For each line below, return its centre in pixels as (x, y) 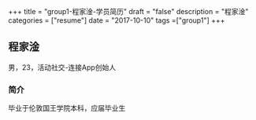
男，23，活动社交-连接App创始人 (62, 67)
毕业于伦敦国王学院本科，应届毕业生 (67, 108)
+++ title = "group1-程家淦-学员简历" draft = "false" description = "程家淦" (128, 11)
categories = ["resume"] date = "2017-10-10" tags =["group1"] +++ (117, 20)
